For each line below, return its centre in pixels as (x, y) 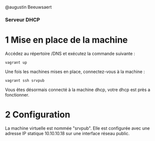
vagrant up (16, 62)
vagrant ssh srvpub (25, 80)
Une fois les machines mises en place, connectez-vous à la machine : (75, 71)
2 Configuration (38, 115)
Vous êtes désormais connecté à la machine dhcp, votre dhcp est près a (78, 90)
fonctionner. (17, 94)
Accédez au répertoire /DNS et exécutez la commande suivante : (70, 53)
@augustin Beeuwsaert (29, 7)
